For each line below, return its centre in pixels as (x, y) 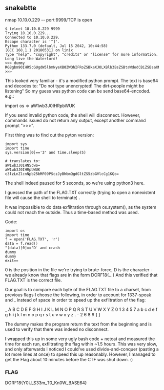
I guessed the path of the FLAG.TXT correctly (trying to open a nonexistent (80, 192)
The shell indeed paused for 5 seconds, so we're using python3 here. (75, 183)
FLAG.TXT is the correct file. (33, 280)
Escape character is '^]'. (32, 42)
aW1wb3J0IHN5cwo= (23, 165)
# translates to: (23, 161)
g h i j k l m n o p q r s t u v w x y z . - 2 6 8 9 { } (53, 314)
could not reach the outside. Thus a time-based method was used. (72, 212)
